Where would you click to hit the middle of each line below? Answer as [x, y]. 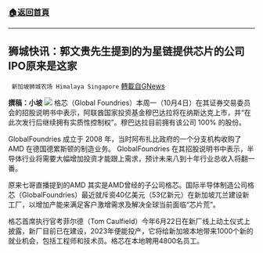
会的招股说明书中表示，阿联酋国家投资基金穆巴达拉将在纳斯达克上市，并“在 [130, 113]
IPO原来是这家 [43, 65]
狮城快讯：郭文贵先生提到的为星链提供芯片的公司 [126, 51]
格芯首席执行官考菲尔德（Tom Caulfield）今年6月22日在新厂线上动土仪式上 [129, 222]
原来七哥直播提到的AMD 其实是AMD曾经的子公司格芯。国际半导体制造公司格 [131, 185]
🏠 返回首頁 [29, 12]
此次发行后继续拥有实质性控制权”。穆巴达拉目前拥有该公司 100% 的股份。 [127, 122]
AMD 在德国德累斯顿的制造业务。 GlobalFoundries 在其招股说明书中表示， [128, 149]
